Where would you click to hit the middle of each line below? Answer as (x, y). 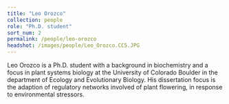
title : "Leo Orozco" (37, 13)
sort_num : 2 (24, 33)
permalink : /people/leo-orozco (52, 39)
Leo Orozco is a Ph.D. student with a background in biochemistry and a (108, 65)
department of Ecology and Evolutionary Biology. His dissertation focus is (111, 80)
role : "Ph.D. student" (40, 26)
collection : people (35, 20)
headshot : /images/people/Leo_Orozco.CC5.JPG (73, 45)
